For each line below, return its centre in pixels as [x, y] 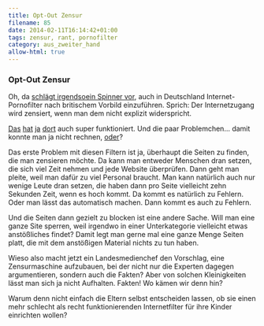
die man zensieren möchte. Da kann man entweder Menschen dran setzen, [130, 161]
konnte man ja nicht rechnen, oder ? [66, 137]
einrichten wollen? [38, 315]
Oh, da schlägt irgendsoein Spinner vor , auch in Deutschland [106, 97]
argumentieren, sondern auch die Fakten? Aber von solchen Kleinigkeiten [127, 275]
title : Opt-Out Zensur [45, 15]
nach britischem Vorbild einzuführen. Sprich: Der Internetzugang [149, 105]
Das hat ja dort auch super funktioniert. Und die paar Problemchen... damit [129, 129]
